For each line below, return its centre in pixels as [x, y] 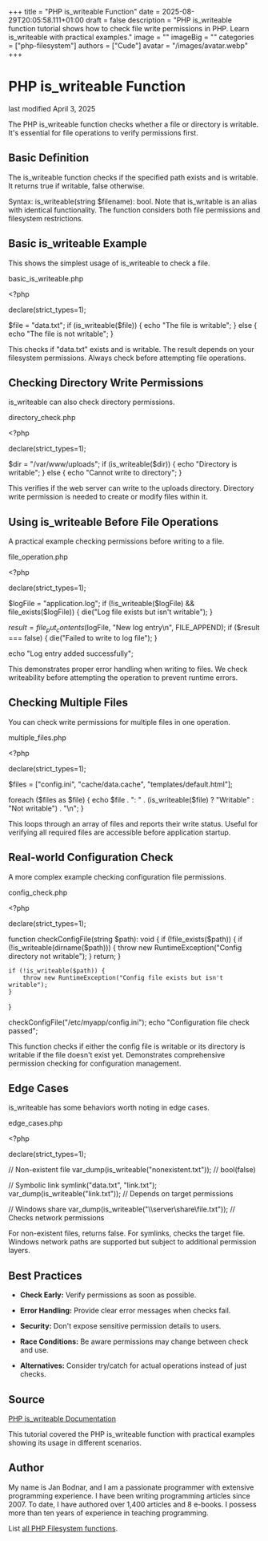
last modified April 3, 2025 [52, 108]
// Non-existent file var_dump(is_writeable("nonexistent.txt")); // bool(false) [132, 1170]
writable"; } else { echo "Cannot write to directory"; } [95, 473]
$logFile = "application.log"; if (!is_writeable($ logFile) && [102, 604]
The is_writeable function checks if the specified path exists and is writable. [133, 177]
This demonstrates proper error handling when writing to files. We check [128, 669]
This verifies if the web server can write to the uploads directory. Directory [131, 488]
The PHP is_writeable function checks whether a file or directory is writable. [134, 124]
